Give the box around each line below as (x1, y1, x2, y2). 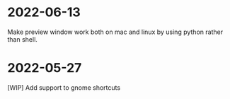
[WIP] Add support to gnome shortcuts (7, 83, 121, 92)
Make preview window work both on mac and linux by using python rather (7, 28, 224, 36)
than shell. (7, 35, 38, 43)
